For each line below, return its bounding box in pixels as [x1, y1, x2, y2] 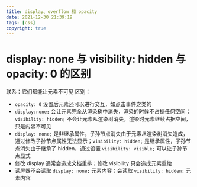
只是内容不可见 [14, 122, 51, 130]
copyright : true [6, 25, 46, 31]
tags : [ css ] [6, 20, 35, 25]
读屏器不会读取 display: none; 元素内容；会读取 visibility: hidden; [14, 167, 185, 175]
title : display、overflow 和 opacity [6, 8, 98, 15]
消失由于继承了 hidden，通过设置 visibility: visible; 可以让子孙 [20, 145, 183, 152]
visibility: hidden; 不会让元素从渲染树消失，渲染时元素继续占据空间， [14, 115, 191, 122]
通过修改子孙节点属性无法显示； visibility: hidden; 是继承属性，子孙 [14, 137, 186, 145]
